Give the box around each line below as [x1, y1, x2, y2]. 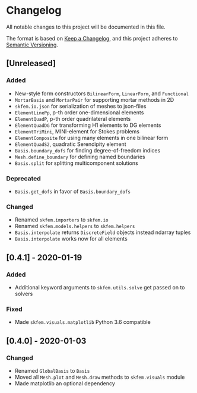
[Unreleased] [6, 58, 56, 68]
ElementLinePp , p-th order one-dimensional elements [14, 108, 144, 116]
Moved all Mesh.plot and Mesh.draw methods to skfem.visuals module [14, 373, 185, 380]
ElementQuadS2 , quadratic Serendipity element [14, 141, 126, 148]
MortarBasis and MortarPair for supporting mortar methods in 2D [14, 96, 174, 103]
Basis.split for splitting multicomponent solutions [14, 159, 138, 167]
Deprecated [6, 174, 42, 182]
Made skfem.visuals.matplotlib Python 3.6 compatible [14, 319, 151, 326]
